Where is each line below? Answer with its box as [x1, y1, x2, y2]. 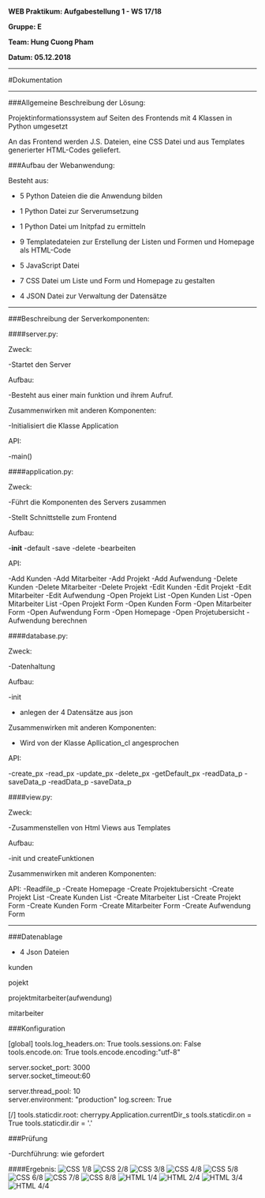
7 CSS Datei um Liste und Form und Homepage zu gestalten [19, 276, 215, 285]
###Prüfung [8, 1134, 48, 1143]
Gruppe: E [8, 22, 42, 31]
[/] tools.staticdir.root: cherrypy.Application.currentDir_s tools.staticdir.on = [8, 1110, 252, 1119]
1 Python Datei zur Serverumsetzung [19, 207, 140, 215]
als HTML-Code [19, 245, 71, 255]
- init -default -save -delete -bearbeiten [8, 544, 136, 552]
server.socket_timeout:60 [8, 1071, 91, 1080]
